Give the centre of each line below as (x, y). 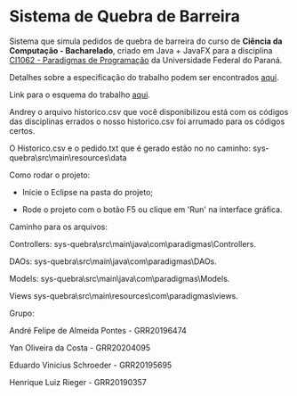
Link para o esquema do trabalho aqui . (80, 95)
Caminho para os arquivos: (59, 227)
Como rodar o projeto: (50, 175)
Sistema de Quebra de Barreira (124, 16)
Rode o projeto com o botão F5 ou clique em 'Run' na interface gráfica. (152, 209)
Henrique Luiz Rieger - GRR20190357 (78, 382)
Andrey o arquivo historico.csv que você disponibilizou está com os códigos (149, 111)
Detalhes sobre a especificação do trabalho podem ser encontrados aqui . (144, 77)
